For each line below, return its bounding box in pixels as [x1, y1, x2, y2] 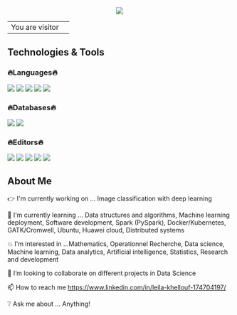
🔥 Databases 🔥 [7, 102, 56, 112]
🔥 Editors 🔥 [7, 137, 44, 147]
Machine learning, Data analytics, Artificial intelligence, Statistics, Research [7, 247, 228, 256]
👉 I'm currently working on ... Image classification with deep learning [7, 194, 212, 203]
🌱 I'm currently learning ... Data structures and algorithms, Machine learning [7, 210, 230, 220]
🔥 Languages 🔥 [7, 68, 58, 78]
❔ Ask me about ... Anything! [7, 299, 90, 309]
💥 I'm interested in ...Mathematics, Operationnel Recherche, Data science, [7, 240, 226, 248]
